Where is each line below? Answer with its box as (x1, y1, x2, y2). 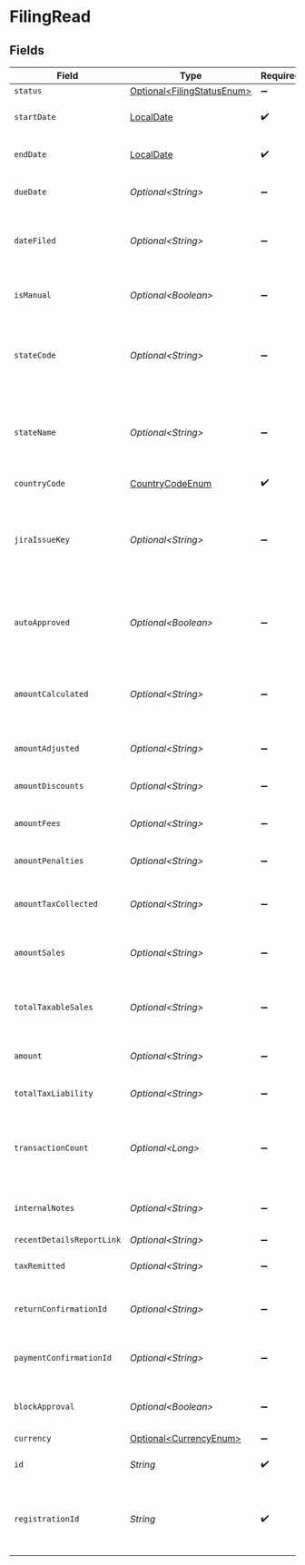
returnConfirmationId (14, 1304, 107, 1314)
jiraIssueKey (14, 535, 71, 545)
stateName (14, 428, 56, 438)
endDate (14, 150, 47, 160)
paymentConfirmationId (14, 1353, 112, 1363)
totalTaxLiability (14, 1088, 93, 1098)
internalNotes (14, 1203, 75, 1213)
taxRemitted (14, 1261, 66, 1271)
